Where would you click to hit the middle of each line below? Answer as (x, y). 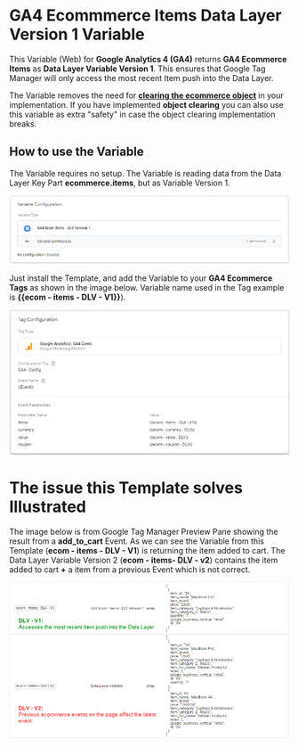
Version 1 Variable (77, 34)
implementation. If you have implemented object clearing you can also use (147, 104)
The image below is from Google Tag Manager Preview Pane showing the (144, 531)
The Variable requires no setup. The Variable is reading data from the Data (145, 173)
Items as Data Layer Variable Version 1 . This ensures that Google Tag (137, 69)
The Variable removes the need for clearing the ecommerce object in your (146, 95)
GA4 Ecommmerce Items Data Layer (145, 16)
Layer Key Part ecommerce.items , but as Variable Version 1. (120, 183)
